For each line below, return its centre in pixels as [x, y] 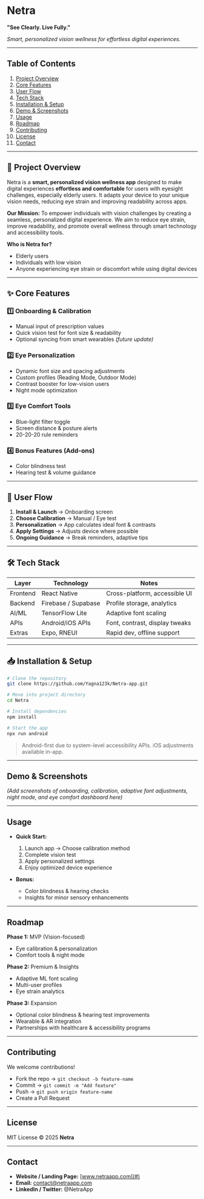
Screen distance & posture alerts [56, 428]
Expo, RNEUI [59, 632]
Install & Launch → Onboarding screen [64, 512]
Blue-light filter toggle [43, 421]
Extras [19, 632]
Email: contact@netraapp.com [54, 1183]
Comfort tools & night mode [50, 955]
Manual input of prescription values [60, 326]
